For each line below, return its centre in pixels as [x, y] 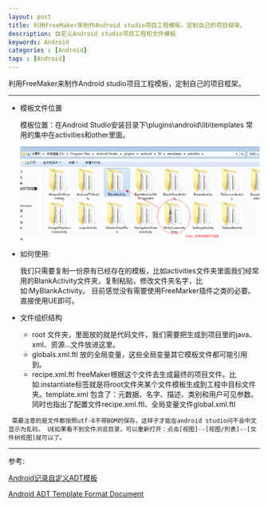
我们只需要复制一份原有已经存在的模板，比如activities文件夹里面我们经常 [139, 270]
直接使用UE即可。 [49, 300]
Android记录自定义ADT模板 [53, 477]
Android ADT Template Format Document [76, 493]
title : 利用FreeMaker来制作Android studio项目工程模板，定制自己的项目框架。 [127, 25]
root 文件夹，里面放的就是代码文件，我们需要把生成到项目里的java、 [144, 334]
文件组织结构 [41, 317]
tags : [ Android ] [37, 59]
